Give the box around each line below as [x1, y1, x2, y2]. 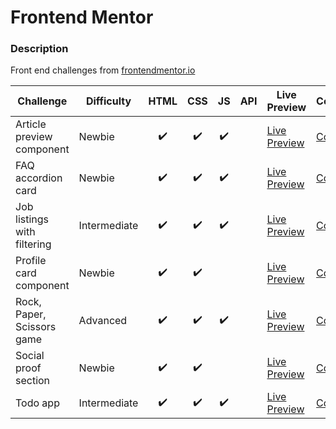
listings [15, 212, 50, 226]
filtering [15, 237, 52, 251]
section [15, 374, 51, 388]
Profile [15, 254, 47, 268]
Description [10, 42, 69, 56]
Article [15, 117, 47, 131]
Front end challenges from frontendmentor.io [10, 64, 196, 76]
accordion [15, 171, 63, 185]
